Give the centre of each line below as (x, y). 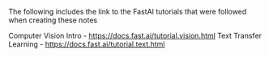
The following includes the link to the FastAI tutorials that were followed (128, 12)
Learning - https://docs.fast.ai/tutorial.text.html (87, 44)
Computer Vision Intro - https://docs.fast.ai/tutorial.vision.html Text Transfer (135, 36)
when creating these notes (53, 20)
